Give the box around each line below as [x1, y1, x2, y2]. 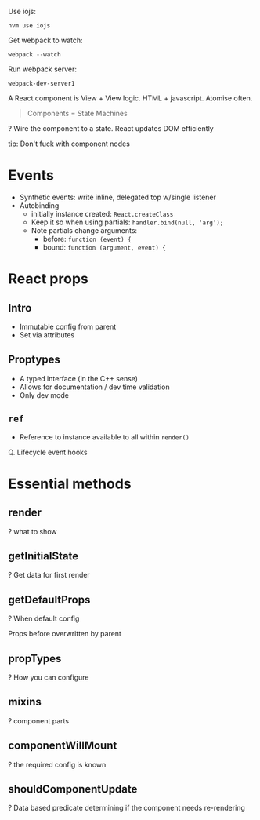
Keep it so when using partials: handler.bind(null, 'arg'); [31, 217, 224, 227]
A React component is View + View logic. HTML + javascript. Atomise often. [8, 93, 253, 103]
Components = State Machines [27, 109, 128, 118]
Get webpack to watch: [8, 35, 84, 45]
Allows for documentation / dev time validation [19, 382, 170, 392]
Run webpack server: [8, 64, 77, 74]
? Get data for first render [8, 570, 90, 580]
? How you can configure [8, 672, 89, 682]
